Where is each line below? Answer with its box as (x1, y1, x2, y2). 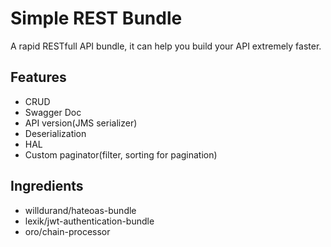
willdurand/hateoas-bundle (24, 204, 137, 216)
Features (10, 69, 67, 86)
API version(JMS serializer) (24, 117, 138, 129)
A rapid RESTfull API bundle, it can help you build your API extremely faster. (10, 40, 322, 52)
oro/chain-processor (24, 225, 111, 237)
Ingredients (10, 178, 84, 195)
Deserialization (24, 127, 87, 139)
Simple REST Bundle (10, 7, 183, 30)
